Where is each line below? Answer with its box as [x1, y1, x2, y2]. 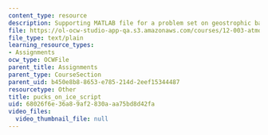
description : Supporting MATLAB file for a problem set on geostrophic [8, 19, 251, 27]
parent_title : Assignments [8, 64, 98, 71]
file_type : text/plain [8, 33, 84, 42]
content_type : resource [8, 11, 88, 20]
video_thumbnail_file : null [15, 115, 109, 123]
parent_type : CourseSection [8, 71, 102, 79]
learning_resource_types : [8, 41, 94, 49]
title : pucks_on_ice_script [8, 93, 102, 101]
